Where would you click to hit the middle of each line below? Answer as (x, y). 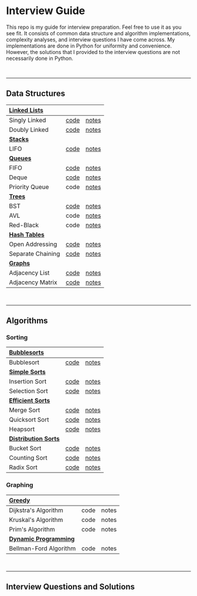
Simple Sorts (27, 372)
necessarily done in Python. (40, 58)
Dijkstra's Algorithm (36, 510)
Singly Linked (28, 120)
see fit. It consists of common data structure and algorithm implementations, (98, 33)
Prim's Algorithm (32, 529)
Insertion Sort (28, 382)
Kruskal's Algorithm (36, 520)
